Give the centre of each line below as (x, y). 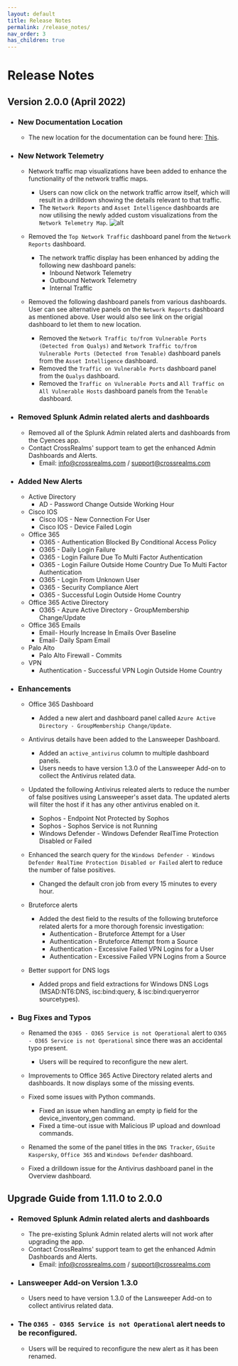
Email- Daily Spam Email (74, 640)
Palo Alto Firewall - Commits (80, 655)
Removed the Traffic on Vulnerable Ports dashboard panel (128, 369)
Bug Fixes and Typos (54, 1018)
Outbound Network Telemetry (93, 281)
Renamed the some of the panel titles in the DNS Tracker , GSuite (121, 1147)
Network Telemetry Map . (73, 223)
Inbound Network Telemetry (91, 273)
